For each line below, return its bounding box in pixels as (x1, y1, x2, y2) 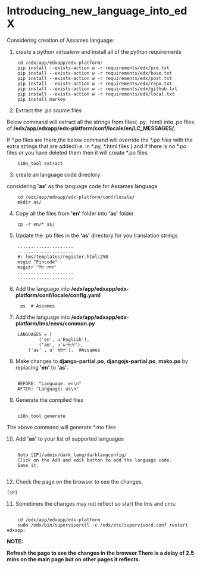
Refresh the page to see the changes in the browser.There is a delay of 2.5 (7, 549, 195, 556)
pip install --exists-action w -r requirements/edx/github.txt (17, 85, 178, 92)
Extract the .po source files (15, 106, 82, 114)
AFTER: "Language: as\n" (17, 386, 79, 392)
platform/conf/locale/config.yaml (15, 291, 101, 299)
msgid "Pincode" (17, 259, 58, 265)
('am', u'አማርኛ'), (38, 342, 83, 347)
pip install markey (17, 96, 66, 102)
